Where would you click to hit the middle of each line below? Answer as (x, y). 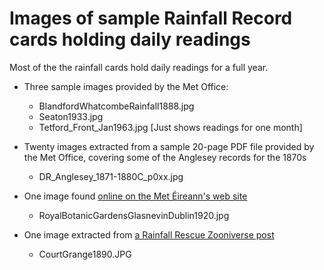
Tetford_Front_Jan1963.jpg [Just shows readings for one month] (170, 127)
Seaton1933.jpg (71, 116)
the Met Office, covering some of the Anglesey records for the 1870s (165, 157)
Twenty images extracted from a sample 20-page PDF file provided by (169, 146)
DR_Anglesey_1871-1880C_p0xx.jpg (111, 176)
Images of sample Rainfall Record (151, 18)
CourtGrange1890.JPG (85, 254)
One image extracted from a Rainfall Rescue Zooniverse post (149, 234)
